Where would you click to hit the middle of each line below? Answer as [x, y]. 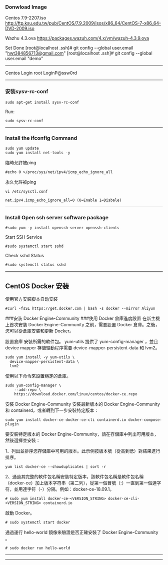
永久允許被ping [21, 182]
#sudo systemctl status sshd [35, 265]
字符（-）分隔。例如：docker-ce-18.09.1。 [70, 489]
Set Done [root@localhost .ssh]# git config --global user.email [69, 48]
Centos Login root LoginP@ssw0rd [41, 73]
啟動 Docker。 [20, 513]
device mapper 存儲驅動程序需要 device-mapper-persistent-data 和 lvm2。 [82, 348]
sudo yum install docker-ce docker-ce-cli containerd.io [66, 420]
